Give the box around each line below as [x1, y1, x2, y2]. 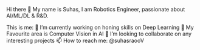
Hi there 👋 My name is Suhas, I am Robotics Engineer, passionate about [6, 6, 185, 13]
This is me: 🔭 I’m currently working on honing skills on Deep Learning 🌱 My [6, 24, 195, 31]
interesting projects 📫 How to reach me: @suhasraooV [6, 37, 145, 44]
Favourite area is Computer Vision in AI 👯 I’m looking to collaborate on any [6, 30, 192, 37]
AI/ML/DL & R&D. [6, 12, 49, 19]
